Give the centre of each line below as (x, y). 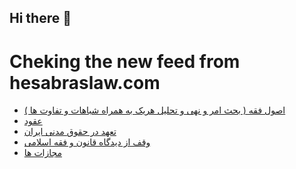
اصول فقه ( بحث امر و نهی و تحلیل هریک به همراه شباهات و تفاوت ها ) (154, 110)
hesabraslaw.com (85, 82)
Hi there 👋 (40, 18)
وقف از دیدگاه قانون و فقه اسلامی (87, 142)
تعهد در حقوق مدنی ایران (70, 132)
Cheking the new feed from (125, 61)
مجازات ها (43, 153)
